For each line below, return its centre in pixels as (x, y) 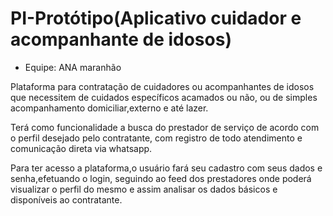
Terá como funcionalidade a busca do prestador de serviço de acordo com (165, 127)
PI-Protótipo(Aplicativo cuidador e (156, 18)
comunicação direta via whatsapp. (81, 148)
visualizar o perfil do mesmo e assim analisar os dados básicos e (144, 189)
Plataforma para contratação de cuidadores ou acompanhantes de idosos (162, 86)
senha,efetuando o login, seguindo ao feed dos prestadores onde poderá (161, 178)
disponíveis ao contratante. (66, 199)
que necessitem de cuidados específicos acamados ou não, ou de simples (164, 97)
